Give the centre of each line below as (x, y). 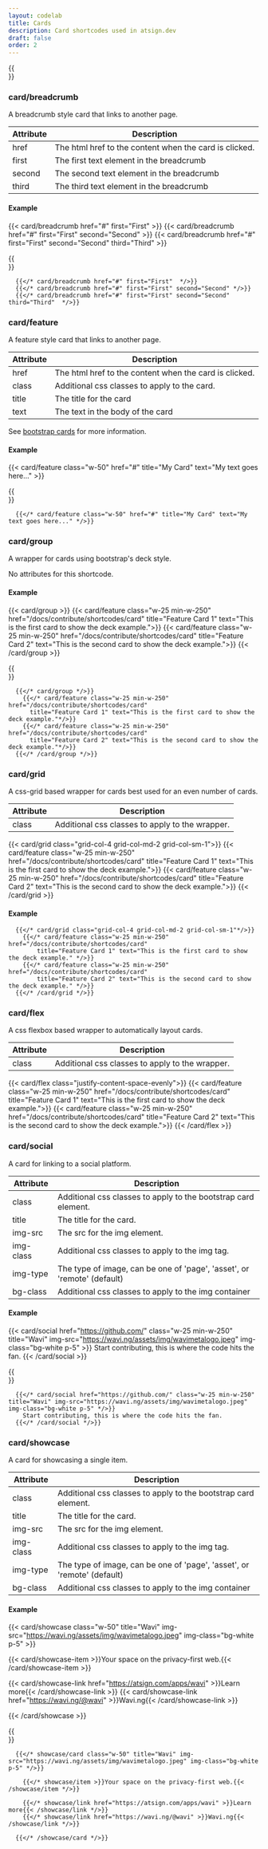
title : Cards (30, 23)
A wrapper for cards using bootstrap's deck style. (90, 558)
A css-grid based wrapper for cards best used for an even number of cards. (133, 791)
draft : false (30, 38)
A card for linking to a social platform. (70, 1163)
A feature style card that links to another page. (85, 339)
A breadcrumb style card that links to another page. (93, 114)
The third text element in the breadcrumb (132, 187)
